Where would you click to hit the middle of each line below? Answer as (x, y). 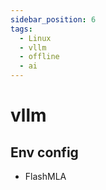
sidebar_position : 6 (53, 19)
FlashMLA (45, 176)
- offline (39, 57)
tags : (21, 29)
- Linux (35, 38)
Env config (44, 152)
